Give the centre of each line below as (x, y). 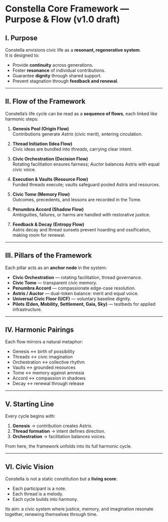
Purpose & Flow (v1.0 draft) (62, 19)
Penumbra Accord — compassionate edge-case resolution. (74, 288)
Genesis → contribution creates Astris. (52, 426)
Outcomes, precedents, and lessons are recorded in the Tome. (77, 199)
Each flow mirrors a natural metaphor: (44, 342)
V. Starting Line (29, 404)
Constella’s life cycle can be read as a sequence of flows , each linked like (81, 113)
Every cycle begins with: (30, 416)
